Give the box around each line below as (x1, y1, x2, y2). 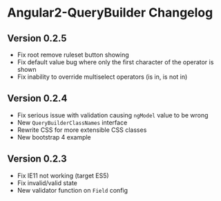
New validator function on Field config (17, 186, 128, 194)
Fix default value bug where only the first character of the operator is (17, 58, 214, 66)
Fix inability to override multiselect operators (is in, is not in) (17, 73, 188, 81)
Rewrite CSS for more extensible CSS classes (17, 126, 147, 134)
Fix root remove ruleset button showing (17, 50, 129, 59)
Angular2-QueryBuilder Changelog (7, 5, 213, 21)
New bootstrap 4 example (17, 133, 91, 141)
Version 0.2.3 (7, 153, 67, 165)
